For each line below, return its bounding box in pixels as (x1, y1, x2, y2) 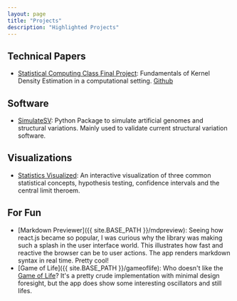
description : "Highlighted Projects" (7, 24, 120, 31)
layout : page (7, 10, 46, 18)
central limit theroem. (17, 186, 80, 195)
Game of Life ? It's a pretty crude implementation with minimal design (17, 271, 220, 280)
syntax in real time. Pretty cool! (17, 256, 109, 265)
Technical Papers (7, 50, 87, 62)
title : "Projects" (7, 17, 62, 24)
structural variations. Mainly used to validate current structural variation (17, 124, 228, 132)
